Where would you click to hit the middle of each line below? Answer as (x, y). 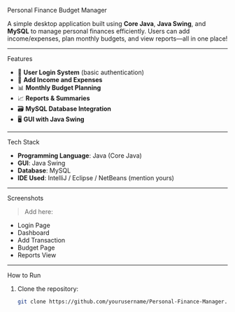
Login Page (34, 225)
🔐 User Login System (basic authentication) (81, 72)
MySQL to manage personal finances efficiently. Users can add (99, 31)
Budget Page (36, 247)
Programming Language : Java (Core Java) (79, 156)
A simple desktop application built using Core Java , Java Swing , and (107, 23)
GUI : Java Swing (41, 163)
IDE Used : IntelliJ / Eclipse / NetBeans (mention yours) (96, 178)
